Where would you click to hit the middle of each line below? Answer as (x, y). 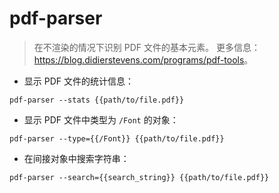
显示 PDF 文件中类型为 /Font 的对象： (101, 119)
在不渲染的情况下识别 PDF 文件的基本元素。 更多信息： (147, 47)
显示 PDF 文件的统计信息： (78, 81)
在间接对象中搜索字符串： (76, 158)
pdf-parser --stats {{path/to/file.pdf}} (97, 100)
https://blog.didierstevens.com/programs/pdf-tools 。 (143, 59)
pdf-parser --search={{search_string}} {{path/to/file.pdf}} (139, 177)
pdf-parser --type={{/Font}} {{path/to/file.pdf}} (117, 138)
